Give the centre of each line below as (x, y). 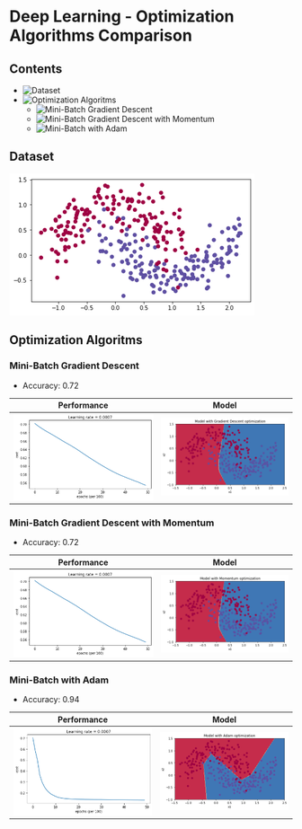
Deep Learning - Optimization (122, 17)
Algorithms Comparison (101, 35)
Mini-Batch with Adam (59, 680)
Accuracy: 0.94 (51, 700)
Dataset (32, 157)
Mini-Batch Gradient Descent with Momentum (112, 523)
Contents (36, 69)
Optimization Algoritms (76, 340)
